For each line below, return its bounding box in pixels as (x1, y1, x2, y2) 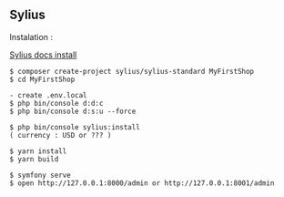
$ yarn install (9, 146, 67, 156)
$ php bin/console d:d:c (9, 98, 104, 108)
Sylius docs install (9, 49, 77, 60)
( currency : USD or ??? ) (9, 130, 112, 140)
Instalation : (9, 31, 53, 42)
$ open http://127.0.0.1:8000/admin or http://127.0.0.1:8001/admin (9, 178, 275, 188)
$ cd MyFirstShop (9, 75, 76, 84)
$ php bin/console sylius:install (9, 122, 141, 131)
